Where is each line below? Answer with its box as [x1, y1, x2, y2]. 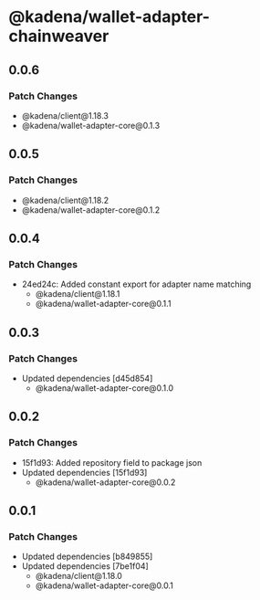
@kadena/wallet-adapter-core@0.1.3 [21, 120, 161, 131]
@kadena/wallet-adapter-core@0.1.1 [35, 299, 172, 310]
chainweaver [8, 26, 109, 47]
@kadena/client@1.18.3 [21, 110, 109, 121]
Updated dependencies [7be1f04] [21, 561, 150, 572]
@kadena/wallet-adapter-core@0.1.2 [21, 204, 161, 216]
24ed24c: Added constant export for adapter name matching [21, 279, 252, 289]
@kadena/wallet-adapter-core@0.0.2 [35, 477, 176, 488]
